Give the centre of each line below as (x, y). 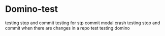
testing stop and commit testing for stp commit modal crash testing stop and (82, 23)
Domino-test (32, 9)
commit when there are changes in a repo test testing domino (67, 28)
